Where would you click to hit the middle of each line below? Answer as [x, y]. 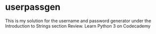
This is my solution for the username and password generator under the [78, 21]
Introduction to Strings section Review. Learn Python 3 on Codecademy [78, 26]
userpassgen [33, 7]
